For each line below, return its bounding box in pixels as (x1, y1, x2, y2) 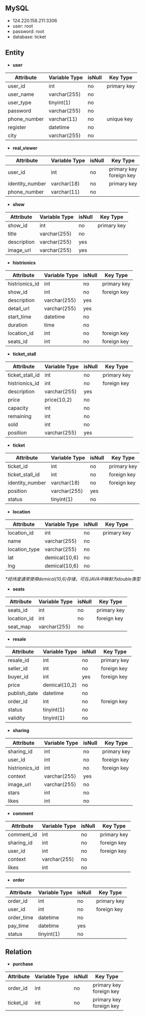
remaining (8, 413, 32, 420)
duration (8, 321, 28, 329)
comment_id (8, 831, 37, 838)
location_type (8, 546, 40, 553)
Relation (5, 948, 32, 956)
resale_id (8, 657, 29, 664)
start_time (8, 313, 31, 320)
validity (8, 714, 25, 721)
